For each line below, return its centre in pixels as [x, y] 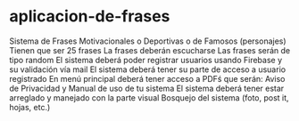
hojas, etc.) [30, 107]
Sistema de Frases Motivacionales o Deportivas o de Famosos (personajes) [148, 41]
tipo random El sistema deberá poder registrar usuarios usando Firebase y [146, 60]
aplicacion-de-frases [90, 16]
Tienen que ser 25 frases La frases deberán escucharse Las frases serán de [150, 50]
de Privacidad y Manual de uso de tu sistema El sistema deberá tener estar [147, 88]
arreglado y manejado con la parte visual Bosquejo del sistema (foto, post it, [149, 97]
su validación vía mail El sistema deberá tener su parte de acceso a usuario [148, 69]
